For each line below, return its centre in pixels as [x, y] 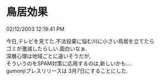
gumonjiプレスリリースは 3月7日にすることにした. [67, 71]
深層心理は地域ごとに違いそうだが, [49, 56]
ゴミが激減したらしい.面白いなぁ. [47, 49]
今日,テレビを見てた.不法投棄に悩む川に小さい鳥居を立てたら [81, 41]
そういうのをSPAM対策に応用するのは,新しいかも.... [69, 63]
